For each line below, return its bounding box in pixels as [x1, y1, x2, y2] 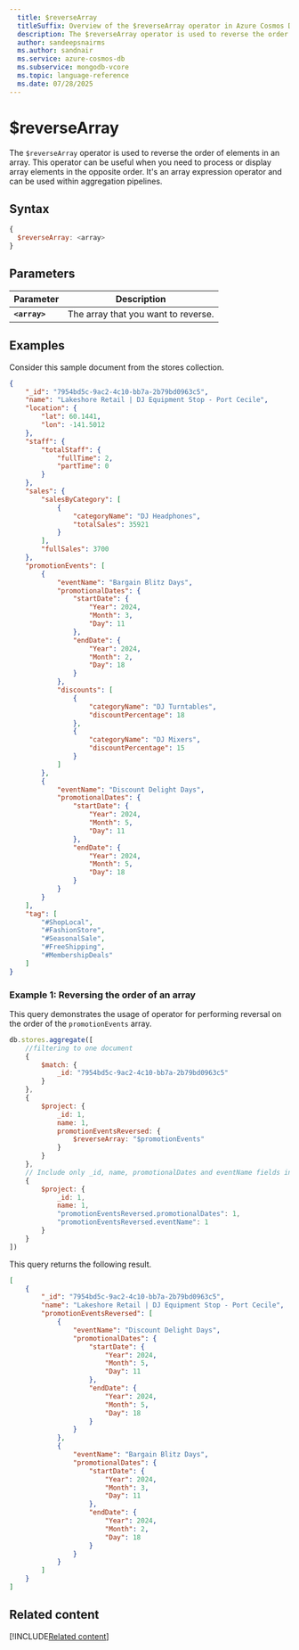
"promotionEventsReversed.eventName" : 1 [56, 1218, 209, 1227]
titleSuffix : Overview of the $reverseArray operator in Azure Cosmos [17, 21, 285, 30]
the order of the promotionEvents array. [9, 1018, 152, 1029]
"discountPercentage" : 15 [88, 743, 185, 753]
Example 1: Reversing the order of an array [9, 989, 196, 1001]
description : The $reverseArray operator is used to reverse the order [17, 29, 289, 38]
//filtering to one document [25, 1044, 133, 1053]
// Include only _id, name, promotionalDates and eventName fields [25, 1168, 280, 1177]
